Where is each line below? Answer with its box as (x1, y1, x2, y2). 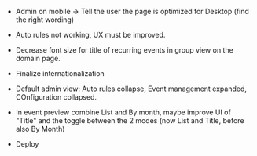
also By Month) (15, 125, 65, 133)
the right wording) (15, 15, 75, 24)
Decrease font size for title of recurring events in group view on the (15, 45, 233, 54)
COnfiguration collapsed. (15, 93, 97, 101)
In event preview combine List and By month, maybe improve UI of (15, 107, 232, 117)
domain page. (15, 54, 61, 63)
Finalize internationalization (15, 69, 105, 78)
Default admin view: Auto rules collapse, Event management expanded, (15, 84, 248, 93)
